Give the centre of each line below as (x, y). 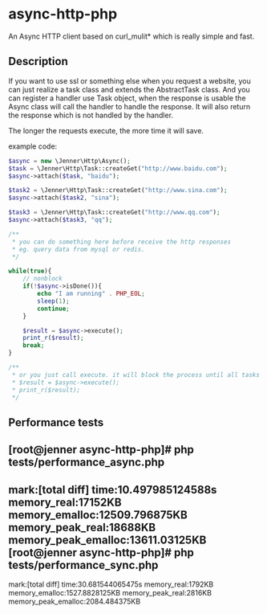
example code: (33, 146)
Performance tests (56, 422)
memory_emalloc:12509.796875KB (98, 515)
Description (38, 61)
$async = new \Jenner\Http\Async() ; (69, 161)
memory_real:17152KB (65, 502)
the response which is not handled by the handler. (91, 115)
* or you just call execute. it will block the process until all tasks (136, 375)
